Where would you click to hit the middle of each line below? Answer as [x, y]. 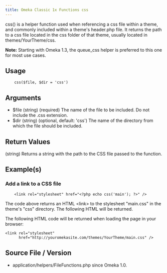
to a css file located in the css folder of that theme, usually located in [76, 35]
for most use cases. [26, 55]
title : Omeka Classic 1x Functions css [47, 10]
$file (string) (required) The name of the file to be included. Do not [81, 110]
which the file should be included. [47, 126]
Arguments [23, 98]
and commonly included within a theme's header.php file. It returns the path [83, 29]
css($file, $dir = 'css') [41, 83]
